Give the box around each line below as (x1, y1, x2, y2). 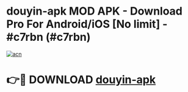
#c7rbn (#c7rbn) (6, 30, 91, 44)
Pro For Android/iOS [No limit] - (6, 17, 168, 31)
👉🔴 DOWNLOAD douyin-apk (6, 73, 156, 87)
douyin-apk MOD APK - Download (6, 4, 183, 18)
